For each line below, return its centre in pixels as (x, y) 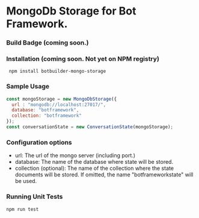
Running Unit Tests (35, 197)
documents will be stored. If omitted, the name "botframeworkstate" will (104, 175)
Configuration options (39, 142)
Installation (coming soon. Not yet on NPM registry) (83, 59)
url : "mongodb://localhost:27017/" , (59, 104)
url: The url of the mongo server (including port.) (75, 155)
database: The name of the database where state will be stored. (94, 162)
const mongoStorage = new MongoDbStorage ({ (62, 99)
